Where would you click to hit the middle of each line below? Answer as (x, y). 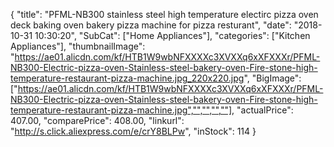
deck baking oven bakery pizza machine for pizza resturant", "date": (151, 25)
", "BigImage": (272, 78)
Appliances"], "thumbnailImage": (78, 46)
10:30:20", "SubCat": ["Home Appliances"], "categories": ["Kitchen (172, 35)
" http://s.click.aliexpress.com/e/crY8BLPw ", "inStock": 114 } (133, 131)
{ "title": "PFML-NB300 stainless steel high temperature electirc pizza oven (164, 14)
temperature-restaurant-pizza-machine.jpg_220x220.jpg (127, 78)
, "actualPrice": (262, 110)
